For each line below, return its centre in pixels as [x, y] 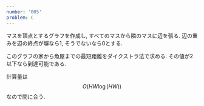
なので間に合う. [26, 96]
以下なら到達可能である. [36, 64]
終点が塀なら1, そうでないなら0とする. [75, 43]
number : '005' [24, 12]
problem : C [20, 18]
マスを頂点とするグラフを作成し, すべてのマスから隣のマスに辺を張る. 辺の [99, 35]
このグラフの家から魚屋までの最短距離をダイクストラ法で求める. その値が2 [100, 56]
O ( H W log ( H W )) [102, 86]
